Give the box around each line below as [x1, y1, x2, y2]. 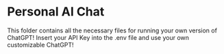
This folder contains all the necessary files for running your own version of [7, 26, 218, 34]
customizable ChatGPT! [7, 40, 74, 49]
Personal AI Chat [7, 4, 105, 20]
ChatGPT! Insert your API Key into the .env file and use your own [7, 33, 190, 41]
